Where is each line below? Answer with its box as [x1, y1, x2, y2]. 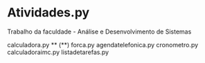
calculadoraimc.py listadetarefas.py [7, 48, 109, 56]
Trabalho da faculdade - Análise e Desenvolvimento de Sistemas [7, 27, 192, 36]
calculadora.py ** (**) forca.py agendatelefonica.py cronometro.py [7, 40, 199, 49]
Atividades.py [7, 5, 90, 21]
